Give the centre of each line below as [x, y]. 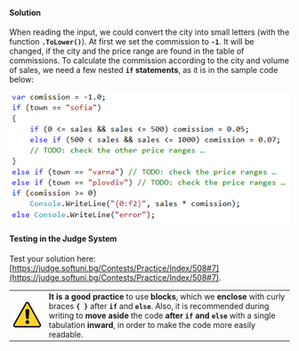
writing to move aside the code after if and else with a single [162, 315]
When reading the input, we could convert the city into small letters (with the [149, 32]
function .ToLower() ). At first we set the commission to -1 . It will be [132, 42]
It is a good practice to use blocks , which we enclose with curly [167, 296]
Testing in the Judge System [63, 239]
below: [21, 79]
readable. [66, 334]
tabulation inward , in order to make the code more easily [152, 324]
